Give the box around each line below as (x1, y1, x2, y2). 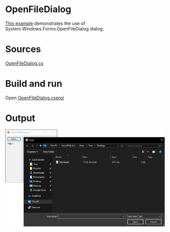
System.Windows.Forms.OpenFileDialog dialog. (5, 25, 104, 31)
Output (5, 112, 35, 124)
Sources (5, 44, 41, 55)
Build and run (5, 78, 62, 90)
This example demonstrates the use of (5, 20, 86, 26)
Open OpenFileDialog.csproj (5, 95, 64, 101)
